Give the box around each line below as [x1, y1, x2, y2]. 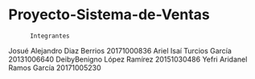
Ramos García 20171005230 [8, 62, 101, 73]
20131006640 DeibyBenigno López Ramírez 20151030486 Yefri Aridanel [8, 54, 248, 64]
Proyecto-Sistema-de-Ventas [8, 6, 211, 24]
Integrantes [29, 32, 70, 40]
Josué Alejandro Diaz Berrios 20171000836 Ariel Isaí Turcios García [8, 45, 232, 55]
